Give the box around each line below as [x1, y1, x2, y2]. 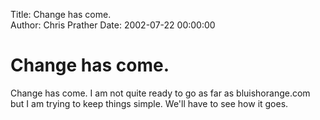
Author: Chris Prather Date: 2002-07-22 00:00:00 [10, 19, 216, 31]
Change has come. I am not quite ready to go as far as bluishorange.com [10, 87, 311, 99]
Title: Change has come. [10, 9, 112, 20]
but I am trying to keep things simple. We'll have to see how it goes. [10, 97, 289, 109]
